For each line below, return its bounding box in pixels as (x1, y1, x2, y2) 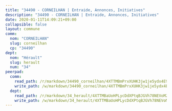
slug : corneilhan (10, 41, 47, 46)
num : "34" (10, 64, 31, 70)
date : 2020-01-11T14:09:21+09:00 (5, 17, 77, 22)
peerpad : (5, 70, 24, 75)
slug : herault (10, 60, 40, 65)
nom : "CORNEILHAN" (10, 36, 50, 41)
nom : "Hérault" (10, 55, 42, 60)
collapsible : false (5, 21, 47, 27)
